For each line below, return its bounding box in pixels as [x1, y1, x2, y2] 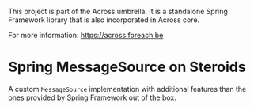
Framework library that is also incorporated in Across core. [8, 15, 200, 25]
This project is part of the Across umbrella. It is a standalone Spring [8, 7, 228, 16]
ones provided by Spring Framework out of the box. [8, 93, 176, 102]
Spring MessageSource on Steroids [8, 59, 247, 76]
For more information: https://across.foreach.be [8, 31, 164, 40]
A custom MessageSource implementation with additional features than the [8, 84, 247, 93]
